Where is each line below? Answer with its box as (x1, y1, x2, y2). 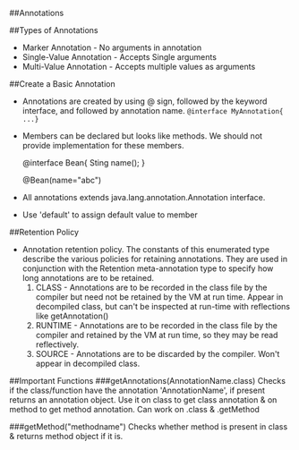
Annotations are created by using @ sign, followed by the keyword (21, 96, 268, 106)
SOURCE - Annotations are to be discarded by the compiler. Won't (35, 349, 280, 359)
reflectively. (35, 339, 79, 350)
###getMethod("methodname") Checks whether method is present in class (9, 421, 288, 432)
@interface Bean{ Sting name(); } (21, 157, 146, 168)
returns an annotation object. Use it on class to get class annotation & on (9, 395, 278, 405)
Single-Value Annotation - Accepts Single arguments (21, 52, 218, 62)
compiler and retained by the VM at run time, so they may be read (35, 330, 278, 340)
